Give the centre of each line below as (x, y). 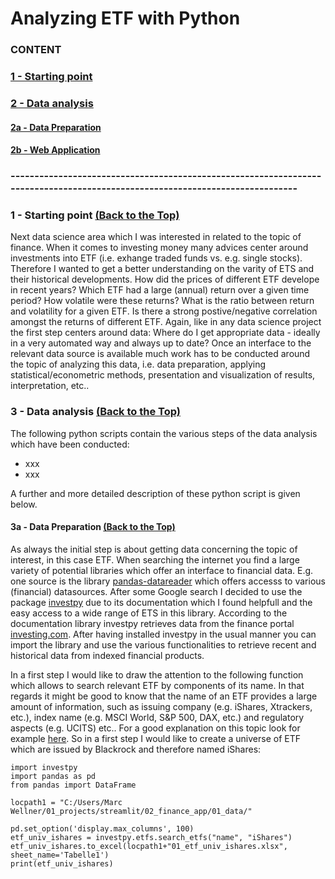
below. (24, 504)
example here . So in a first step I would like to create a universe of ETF (155, 738)
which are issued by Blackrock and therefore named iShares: (136, 749)
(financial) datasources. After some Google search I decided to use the (156, 591)
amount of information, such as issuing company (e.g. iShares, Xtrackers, (161, 706)
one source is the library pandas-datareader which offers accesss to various (168, 581)
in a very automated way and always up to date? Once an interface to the (161, 343)
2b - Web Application (55, 150)
